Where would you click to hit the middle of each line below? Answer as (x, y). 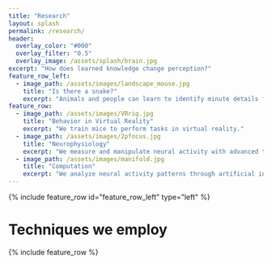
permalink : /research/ (47, 31)
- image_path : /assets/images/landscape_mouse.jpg (103, 83)
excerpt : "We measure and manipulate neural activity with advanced (141, 151)
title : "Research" (39, 16)
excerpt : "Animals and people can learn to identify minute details (141, 99)
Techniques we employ (88, 230)
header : (21, 38)
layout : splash (34, 23)
